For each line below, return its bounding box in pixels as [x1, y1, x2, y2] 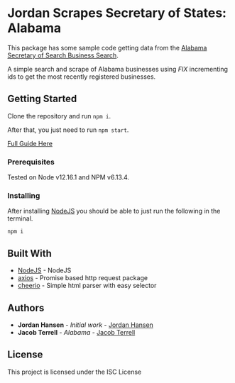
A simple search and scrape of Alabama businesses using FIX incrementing [7, 65, 229, 73]
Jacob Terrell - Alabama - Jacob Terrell [17, 328, 136, 336]
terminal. [7, 214, 33, 223]
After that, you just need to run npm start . [7, 126, 129, 134]
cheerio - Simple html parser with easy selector [17, 282, 157, 290]
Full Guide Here [7, 139, 53, 148]
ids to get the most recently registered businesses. [7, 72, 156, 81]
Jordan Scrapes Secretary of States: [7, 5, 227, 21]
